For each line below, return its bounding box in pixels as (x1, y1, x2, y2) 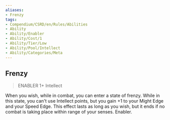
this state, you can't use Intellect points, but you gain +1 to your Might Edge (5, 98, 164, 104)
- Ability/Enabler (5, 31, 44, 36)
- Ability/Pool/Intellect (5, 45, 60, 51)
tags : (5, 17, 17, 22)
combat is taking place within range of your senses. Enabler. (5, 109, 132, 115)
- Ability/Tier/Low (5, 41, 47, 46)
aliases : (5, 7, 24, 13)
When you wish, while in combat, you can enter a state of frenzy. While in (5, 92, 160, 99)
